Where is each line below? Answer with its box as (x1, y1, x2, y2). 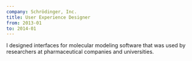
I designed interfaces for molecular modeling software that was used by (6, 42, 186, 49)
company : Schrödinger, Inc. (6, 8, 78, 15)
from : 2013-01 (6, 20, 42, 26)
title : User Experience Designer (6, 14, 91, 20)
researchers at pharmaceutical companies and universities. (6, 48, 154, 56)
